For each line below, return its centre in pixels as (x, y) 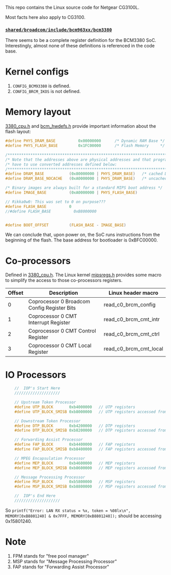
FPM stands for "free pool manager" (51, 556)
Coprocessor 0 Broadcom (59, 302)
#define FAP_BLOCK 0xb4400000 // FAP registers (75, 445)
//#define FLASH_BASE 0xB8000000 (51, 211)
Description (64, 293)
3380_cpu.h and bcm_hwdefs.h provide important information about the (81, 126)
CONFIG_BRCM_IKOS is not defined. (47, 91)
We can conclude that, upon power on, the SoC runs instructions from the (83, 235)
